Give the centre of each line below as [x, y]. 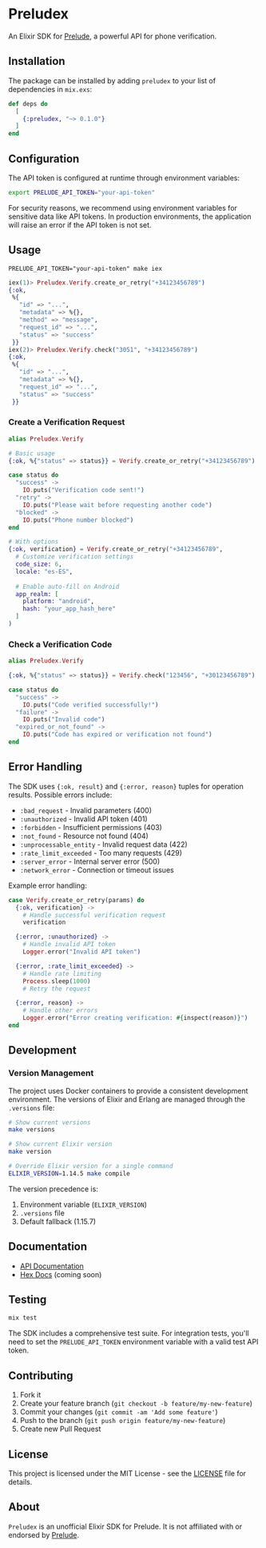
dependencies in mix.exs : [50, 89]
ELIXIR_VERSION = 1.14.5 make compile [69, 1173]
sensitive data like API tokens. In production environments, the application [130, 216]
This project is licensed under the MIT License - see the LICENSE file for [127, 1473]
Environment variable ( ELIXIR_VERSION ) [83, 1204]
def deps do [28, 104]
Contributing [41, 1375]
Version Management [51, 1073]
